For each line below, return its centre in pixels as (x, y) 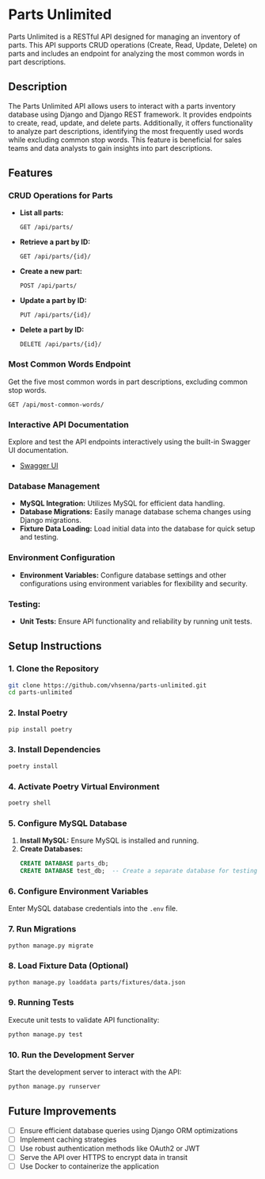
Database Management (54, 486)
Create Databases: (51, 849)
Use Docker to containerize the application (89, 1166)
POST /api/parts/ (48, 286)
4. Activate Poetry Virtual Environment (84, 786)
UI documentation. (38, 451)
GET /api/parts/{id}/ (55, 257)
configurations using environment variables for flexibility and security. (133, 583)
